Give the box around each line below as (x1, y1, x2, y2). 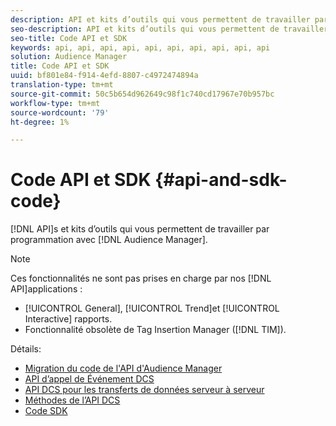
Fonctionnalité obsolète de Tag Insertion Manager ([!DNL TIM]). (24, 324, 287, 336)
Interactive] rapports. (24, 313, 113, 325)
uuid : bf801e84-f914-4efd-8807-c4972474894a (10, 71, 199, 81)
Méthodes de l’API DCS (24, 394, 121, 406)
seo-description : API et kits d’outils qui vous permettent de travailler (10, 24, 329, 34)
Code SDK (24, 405, 68, 417)
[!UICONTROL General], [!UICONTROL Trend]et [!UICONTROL (24, 302, 280, 315)
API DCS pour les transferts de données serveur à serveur (24, 384, 265, 396)
